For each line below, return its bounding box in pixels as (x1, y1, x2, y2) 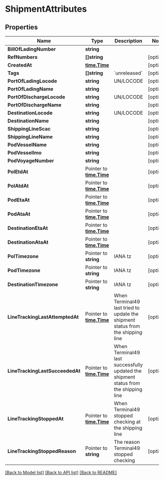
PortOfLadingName (7, 86, 54, 92)
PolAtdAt (7, 182, 29, 189)
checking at (114, 418, 141, 425)
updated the (114, 368, 142, 374)
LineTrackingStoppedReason (7, 448, 76, 455)
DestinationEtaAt (7, 225, 48, 231)
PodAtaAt (7, 211, 31, 217)
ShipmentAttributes (5, 3, 87, 15)
